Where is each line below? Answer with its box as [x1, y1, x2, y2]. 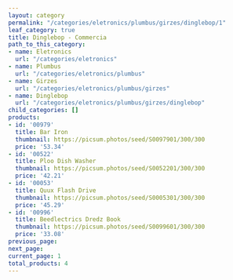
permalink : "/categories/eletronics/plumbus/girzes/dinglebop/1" [8, 19, 226, 27]
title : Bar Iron [15, 128, 68, 136]
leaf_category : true [8, 26, 76, 34]
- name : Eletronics [8, 48, 72, 56]
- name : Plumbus [8, 63, 61, 71]
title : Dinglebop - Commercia [8, 33, 107, 42]
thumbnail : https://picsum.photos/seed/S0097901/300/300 [15, 135, 206, 144]
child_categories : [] [8, 107, 79, 115]
